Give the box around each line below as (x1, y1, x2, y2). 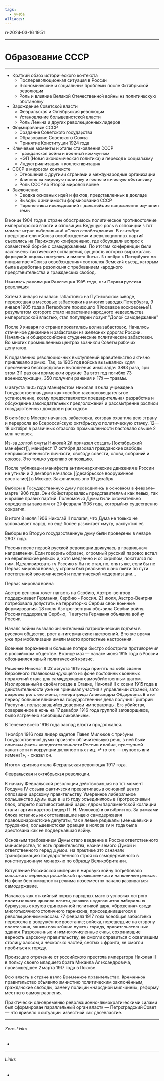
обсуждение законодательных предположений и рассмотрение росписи (5, 400, 158, 406)
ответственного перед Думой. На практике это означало (5, 848, 125, 853)
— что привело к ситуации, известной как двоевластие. (5, 1010, 123, 1016)
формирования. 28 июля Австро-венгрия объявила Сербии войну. (5, 606, 144, 612)
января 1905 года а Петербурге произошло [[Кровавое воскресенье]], (5, 304, 153, 310)
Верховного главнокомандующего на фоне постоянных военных (5, 670, 140, 677)
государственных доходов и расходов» (5, 406, 88, 412)
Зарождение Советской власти (12, 103, 78, 109)
